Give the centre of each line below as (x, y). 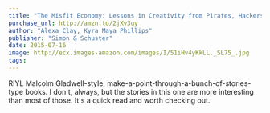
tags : (17, 61)
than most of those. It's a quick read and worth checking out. (109, 100)
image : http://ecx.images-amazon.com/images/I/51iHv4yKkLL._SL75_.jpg (129, 53)
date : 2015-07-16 (37, 46)
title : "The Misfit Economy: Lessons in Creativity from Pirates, (122, 16)
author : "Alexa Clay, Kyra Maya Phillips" (80, 30)
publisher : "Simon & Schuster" (61, 38)
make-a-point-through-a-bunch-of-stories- (179, 83)
